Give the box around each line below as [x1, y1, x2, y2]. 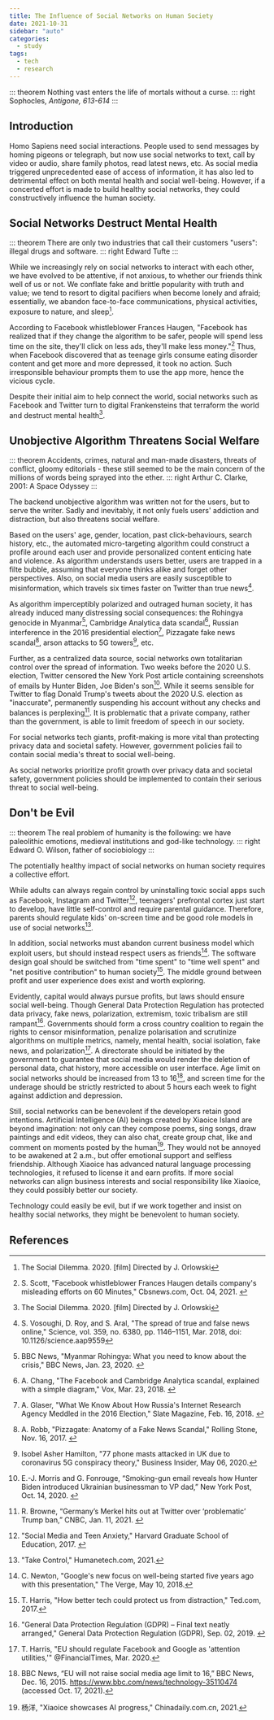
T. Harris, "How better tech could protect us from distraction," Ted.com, [20, 1595, 262, 1605]
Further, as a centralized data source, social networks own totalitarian [9, 653, 243, 663]
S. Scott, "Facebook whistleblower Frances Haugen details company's [20, 1278, 257, 1287]
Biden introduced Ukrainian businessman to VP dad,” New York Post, [20, 1482, 252, 1491]
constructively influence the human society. [9, 193, 156, 202]
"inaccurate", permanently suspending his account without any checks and [9, 698, 261, 708]
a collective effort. [9, 869, 70, 879]
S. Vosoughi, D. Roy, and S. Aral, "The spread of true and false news [20, 1318, 250, 1328]
